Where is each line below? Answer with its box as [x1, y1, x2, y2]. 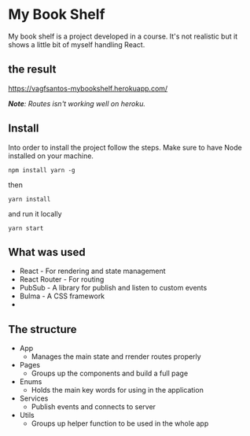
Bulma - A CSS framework [19, 291, 105, 301]
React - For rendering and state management [19, 266, 167, 276]
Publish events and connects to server [31, 402, 156, 412]
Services [19, 394, 49, 403]
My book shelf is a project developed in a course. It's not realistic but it [8, 31, 238, 41]
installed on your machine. [8, 151, 94, 161]
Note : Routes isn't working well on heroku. [8, 98, 145, 108]
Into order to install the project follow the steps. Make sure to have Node [8, 142, 242, 152]
